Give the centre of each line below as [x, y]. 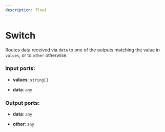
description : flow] [26, 10]
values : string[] [30, 80]
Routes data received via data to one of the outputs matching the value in [82, 50]
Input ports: [20, 68]
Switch [20, 35]
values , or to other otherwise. [37, 55]
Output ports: [23, 103]
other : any [23, 124]
